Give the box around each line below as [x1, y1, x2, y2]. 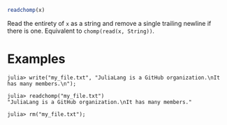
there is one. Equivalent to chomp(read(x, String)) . [7, 27, 155, 35]
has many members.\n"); [7, 80, 77, 87]
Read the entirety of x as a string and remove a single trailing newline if [7, 19, 212, 27]
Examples [7, 51, 66, 67]
